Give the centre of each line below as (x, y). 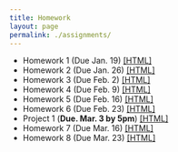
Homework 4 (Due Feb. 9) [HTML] (87, 90)
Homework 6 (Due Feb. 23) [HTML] (89, 109)
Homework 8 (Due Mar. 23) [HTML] (89, 138)
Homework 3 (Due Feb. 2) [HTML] (86, 80)
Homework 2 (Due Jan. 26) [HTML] (89, 70)
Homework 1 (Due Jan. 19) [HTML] (87, 61)
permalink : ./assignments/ (60, 35)
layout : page (34, 26)
